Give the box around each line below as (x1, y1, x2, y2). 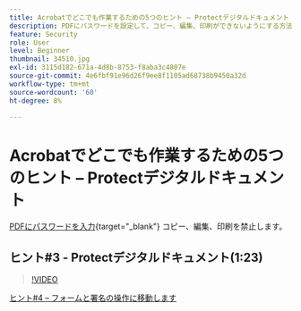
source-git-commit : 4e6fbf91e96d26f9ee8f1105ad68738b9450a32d (9, 71, 246, 80)
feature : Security (9, 29, 78, 38)
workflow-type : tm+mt (9, 80, 90, 88)
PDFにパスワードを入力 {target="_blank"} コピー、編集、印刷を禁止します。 (9, 221, 288, 232)
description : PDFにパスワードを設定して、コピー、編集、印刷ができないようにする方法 (9, 21, 293, 30)
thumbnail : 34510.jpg (9, 55, 90, 63)
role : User (9, 38, 50, 47)
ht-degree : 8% (9, 96, 63, 105)
